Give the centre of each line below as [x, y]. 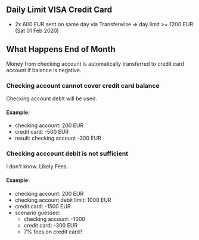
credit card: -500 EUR [42, 132]
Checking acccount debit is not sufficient [67, 153]
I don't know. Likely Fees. [37, 167]
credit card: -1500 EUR [43, 206]
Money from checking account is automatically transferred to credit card [95, 64]
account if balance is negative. [44, 70]
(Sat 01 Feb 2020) [37, 30]
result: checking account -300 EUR [58, 138]
